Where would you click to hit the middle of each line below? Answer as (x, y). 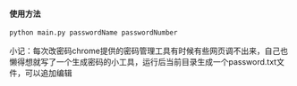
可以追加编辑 (48, 73)
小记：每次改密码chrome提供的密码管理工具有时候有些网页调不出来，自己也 (149, 51)
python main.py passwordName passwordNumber (93, 33)
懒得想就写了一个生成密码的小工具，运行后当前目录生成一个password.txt (143, 62)
